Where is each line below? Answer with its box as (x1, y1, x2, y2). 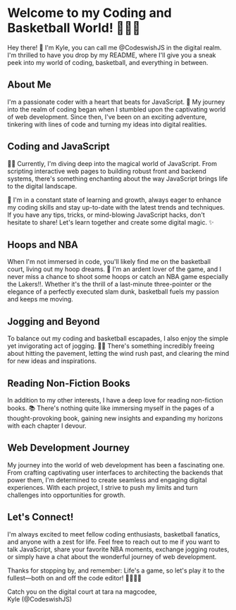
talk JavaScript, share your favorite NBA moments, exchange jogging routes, (7, 545, 230, 554)
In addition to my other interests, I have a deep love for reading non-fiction (7, 396, 223, 404)
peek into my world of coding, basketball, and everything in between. (7, 58, 209, 66)
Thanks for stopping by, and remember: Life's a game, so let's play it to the (7, 566, 225, 575)
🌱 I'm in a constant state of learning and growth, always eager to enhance (7, 196, 222, 204)
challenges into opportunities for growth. (7, 491, 125, 499)
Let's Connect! (7, 511, 74, 523)
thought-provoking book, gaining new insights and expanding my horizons (7, 414, 223, 422)
